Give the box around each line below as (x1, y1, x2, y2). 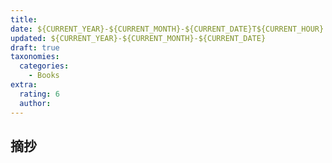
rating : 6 (19, 89, 60, 99)
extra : (10, 80, 38, 90)
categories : (19, 61, 70, 71)
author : (19, 98, 52, 108)
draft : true (10, 42, 60, 53)
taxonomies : (10, 52, 60, 62)
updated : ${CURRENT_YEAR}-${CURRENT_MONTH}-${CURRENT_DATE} (10, 33, 267, 43)
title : (10, 14, 38, 25)
